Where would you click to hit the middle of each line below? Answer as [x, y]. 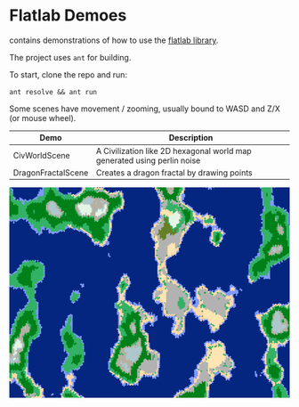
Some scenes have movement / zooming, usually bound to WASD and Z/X [145, 109]
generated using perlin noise [148, 160]
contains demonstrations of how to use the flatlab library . [114, 40]
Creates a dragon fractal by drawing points [174, 172]
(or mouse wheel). [43, 118]
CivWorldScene [41, 156]
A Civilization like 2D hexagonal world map [174, 151]
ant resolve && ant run [53, 92]
